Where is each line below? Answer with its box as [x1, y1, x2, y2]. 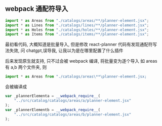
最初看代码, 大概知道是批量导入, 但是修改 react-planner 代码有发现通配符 [5, 42, 153, 47]
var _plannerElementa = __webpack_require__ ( [5, 93, 100, 99]
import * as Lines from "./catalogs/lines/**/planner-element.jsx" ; [5, 23, 149, 28]
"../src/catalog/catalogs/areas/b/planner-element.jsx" [14, 112, 132, 117]
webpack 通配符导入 [5, 4, 68, 13]
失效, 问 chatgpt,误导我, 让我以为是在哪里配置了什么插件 [9, 47, 123, 53]
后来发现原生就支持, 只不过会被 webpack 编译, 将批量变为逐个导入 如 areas [5, 58, 158, 64]
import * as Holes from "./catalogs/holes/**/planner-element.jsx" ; [5, 27, 149, 32]
